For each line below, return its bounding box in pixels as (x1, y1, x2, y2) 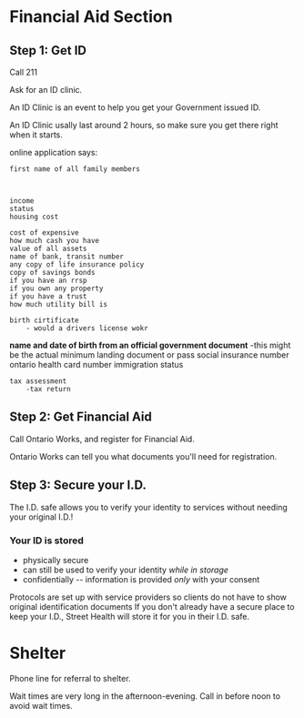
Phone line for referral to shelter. (9, 672, 131, 683)
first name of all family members (9, 165, 141, 174)
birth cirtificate (9, 316, 79, 325)
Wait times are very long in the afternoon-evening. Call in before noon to (9, 690, 280, 702)
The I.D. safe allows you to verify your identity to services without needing (9, 501, 289, 512)
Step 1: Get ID (9, 43, 86, 58)
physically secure (22, 554, 89, 565)
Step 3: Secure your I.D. (9, 478, 147, 493)
